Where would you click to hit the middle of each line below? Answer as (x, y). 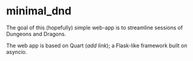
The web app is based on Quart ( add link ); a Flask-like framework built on (97, 45)
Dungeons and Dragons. (36, 33)
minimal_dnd (39, 11)
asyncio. (17, 51)
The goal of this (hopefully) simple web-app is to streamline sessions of (95, 28)
